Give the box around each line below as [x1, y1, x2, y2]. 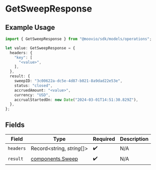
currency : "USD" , [14, 92, 51, 97]
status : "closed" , [14, 83, 53, 88]
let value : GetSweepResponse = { [5, 45, 75, 50]
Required [93, 135, 115, 142]
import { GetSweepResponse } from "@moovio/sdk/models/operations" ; [5, 36, 152, 41]
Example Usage [5, 23, 55, 32]
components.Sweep [31, 155, 79, 162]
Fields [5, 121, 25, 129]
